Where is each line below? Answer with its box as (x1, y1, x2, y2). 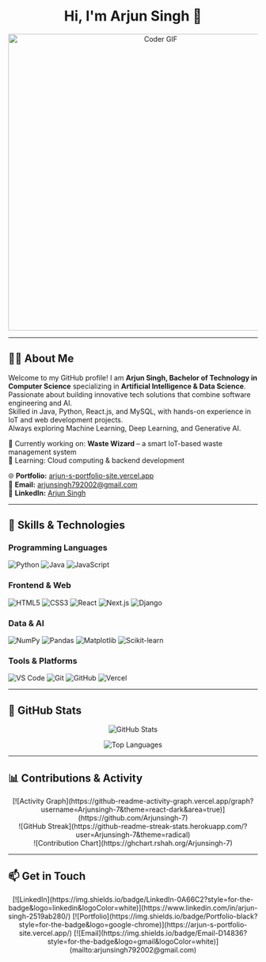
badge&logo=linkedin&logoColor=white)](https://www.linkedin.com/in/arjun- (8, 903, 258, 912)
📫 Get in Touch (8, 869, 86, 883)
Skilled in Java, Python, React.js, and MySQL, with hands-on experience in (8, 407, 252, 416)
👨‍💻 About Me (8, 352, 74, 365)
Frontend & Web (8, 580, 71, 591)
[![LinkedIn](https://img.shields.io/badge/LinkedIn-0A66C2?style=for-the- (12, 894, 254, 904)
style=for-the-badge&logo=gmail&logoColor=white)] (47, 937, 219, 946)
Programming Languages (8, 542, 108, 553)
